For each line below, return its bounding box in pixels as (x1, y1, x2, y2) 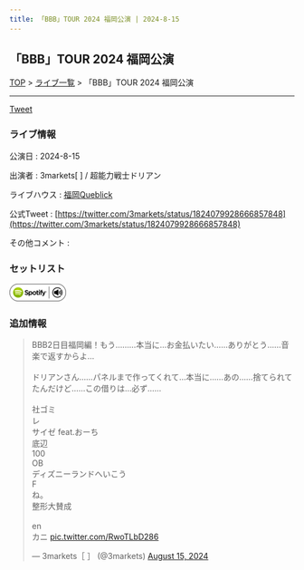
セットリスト (9, 262, 66, 275)
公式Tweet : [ (9, 208, 59, 219)
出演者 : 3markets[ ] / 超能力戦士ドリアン (9, 169, 162, 180)
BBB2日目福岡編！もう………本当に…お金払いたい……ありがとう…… (31, 340, 282, 351)
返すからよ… (47, 351, 95, 362)
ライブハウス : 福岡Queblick (9, 188, 113, 199)
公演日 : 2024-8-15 (9, 150, 81, 161)
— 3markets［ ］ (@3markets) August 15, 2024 (31, 551, 209, 562)
